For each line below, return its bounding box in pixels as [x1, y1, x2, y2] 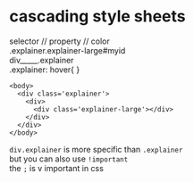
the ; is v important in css [9, 162, 105, 173]
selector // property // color [9, 36, 110, 46]
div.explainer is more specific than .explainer [9, 144, 183, 154]
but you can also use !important [9, 153, 129, 164]
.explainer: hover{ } [9, 64, 80, 75]
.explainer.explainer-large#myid [9, 45, 126, 55]
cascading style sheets [9, 6, 186, 27]
